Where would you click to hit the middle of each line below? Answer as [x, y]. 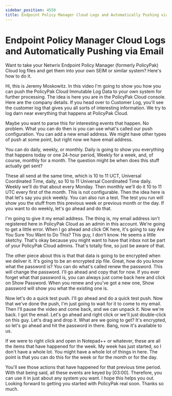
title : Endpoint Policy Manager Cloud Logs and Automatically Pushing [82, 15]
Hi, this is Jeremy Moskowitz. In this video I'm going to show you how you [83, 86]
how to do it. [18, 76]
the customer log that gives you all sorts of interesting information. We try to [86, 108]
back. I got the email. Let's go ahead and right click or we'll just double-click [86, 315]
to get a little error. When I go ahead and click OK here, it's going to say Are [85, 229]
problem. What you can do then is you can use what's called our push [79, 129]
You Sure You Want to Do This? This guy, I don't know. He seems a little [81, 235]
